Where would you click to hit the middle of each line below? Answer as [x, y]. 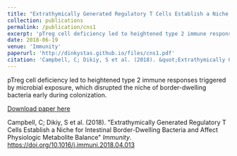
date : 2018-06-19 [33, 40]
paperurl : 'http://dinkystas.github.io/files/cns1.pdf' [91, 54]
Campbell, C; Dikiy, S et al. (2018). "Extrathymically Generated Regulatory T [117, 122]
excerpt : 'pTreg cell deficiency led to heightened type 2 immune [107, 34]
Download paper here [39, 108]
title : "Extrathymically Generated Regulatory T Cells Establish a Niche [118, 14]
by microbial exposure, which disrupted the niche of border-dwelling [107, 87]
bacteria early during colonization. [57, 95]
